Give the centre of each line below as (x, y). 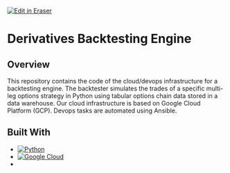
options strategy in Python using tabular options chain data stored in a (118, 96)
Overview (29, 64)
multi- (215, 88)
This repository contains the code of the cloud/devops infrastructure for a (113, 81)
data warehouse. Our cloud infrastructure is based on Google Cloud (104, 103)
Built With (29, 132)
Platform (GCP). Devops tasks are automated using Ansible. (92, 110)
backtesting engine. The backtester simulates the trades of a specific (106, 88)
